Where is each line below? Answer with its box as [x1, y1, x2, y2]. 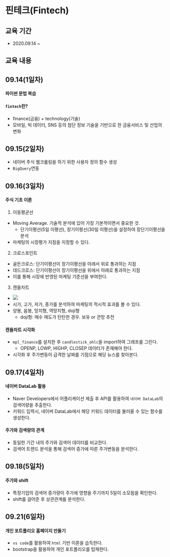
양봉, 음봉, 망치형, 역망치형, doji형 [12, 307, 80, 313]
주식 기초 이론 [5, 197, 32, 203]
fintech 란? [5, 103, 28, 109]
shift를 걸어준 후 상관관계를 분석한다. [12, 496, 86, 502]
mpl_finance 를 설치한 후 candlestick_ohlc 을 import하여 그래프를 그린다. [12, 339, 158, 345]
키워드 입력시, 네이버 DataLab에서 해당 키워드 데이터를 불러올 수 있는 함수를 [12, 408, 163, 414]
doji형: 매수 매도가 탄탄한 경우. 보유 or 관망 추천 [20, 314, 115, 320]
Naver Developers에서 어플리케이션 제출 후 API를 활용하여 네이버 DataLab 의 [12, 395, 163, 402]
